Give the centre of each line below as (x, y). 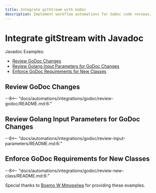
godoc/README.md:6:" (29, 104)
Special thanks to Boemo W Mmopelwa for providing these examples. (75, 185)
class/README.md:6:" (27, 175)
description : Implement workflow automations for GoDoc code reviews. (78, 14)
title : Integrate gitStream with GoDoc (46, 10)
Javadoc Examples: (25, 52)
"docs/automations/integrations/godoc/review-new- (71, 171)
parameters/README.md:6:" (34, 144)
